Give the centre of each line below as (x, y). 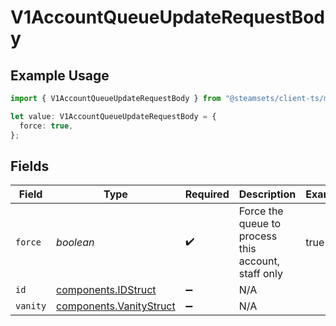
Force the (261, 211)
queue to (260, 224)
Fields (30, 166)
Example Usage (60, 75)
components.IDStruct (106, 290)
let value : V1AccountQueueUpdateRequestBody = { (113, 116)
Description (267, 194)
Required (207, 194)
